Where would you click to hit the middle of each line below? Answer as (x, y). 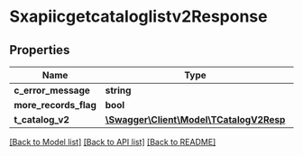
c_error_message (52, 90)
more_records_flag (55, 105)
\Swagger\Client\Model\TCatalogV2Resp (195, 119)
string (118, 90)
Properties (40, 50)
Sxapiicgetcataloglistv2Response (138, 17)
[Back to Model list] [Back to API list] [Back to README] (113, 142)
